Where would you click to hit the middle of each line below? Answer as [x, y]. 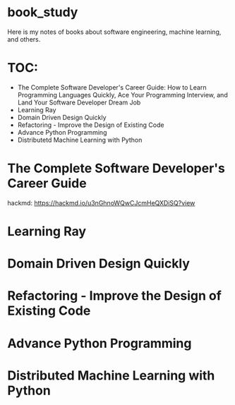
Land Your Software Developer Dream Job [79, 102]
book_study [43, 12]
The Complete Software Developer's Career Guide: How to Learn [112, 87]
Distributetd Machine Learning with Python [80, 140]
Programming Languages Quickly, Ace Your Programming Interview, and [122, 95]
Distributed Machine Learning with [111, 375]
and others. [24, 39]
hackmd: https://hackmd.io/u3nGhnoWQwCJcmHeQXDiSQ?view [101, 202]
